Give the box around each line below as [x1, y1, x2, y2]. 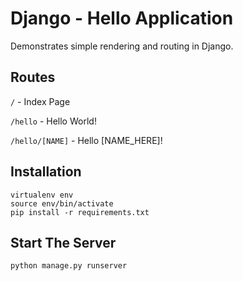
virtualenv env [10, 190, 74, 200]
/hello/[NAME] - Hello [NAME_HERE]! [10, 134, 163, 146]
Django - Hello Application [10, 7, 234, 30]
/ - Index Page [10, 95, 71, 107]
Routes [10, 69, 56, 86]
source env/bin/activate [10, 198, 114, 209]
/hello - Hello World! [10, 115, 97, 127]
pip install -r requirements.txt [10, 207, 150, 217]
